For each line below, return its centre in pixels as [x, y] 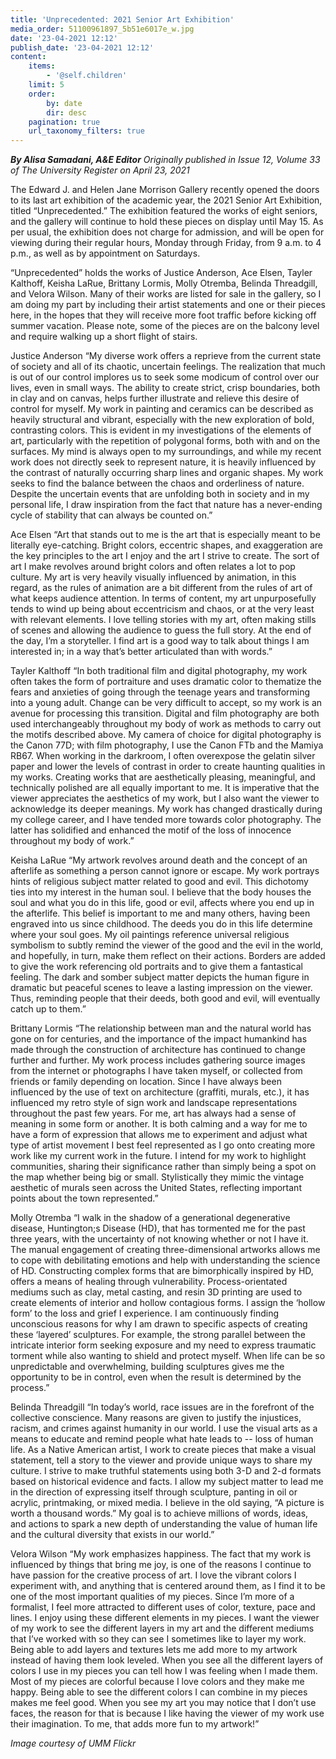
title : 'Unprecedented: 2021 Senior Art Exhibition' [122, 19]
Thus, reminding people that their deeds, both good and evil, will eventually [165, 998]
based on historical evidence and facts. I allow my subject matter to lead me [167, 1482]
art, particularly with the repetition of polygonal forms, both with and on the [165, 441]
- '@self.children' [87, 76]
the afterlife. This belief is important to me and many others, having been [160, 913]
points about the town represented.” [84, 1198]
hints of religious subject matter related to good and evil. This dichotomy [159, 882]
